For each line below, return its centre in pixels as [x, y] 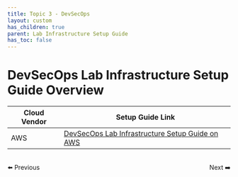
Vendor [34, 122]
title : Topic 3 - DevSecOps [49, 14]
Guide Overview [56, 90]
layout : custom [30, 21]
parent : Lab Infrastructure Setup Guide [68, 34]
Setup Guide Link [146, 118]
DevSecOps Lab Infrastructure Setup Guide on [141, 134]
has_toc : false [30, 40]
